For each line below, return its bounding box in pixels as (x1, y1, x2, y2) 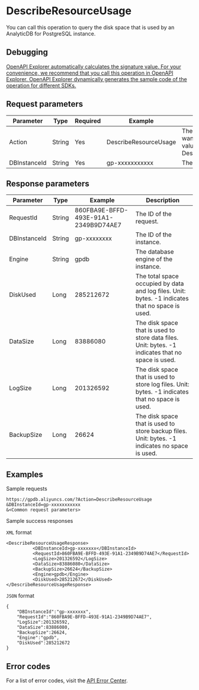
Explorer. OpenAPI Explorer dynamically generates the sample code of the (6, 75, 188, 82)
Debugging (6, 47, 49, 57)
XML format (6, 529, 32, 536)
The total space (135, 272, 179, 280)
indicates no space (135, 442, 188, 450)
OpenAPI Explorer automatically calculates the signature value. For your (6, 63, 182, 70)
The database (135, 248, 174, 256)
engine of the (135, 255, 173, 263)
